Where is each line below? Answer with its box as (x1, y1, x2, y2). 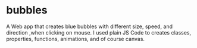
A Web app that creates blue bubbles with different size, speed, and (6, 23, 173, 30)
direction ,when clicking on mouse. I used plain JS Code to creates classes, (6, 29, 192, 36)
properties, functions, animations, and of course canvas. (6, 35, 145, 42)
